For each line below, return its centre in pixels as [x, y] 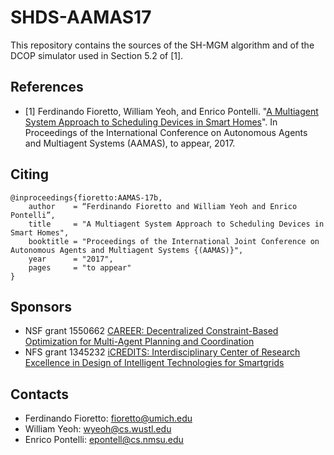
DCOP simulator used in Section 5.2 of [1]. [97, 55]
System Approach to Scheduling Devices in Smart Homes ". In [151, 122]
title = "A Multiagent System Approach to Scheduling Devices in [176, 224]
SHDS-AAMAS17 [81, 17]
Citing [29, 174]
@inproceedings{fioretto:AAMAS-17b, [86, 197]
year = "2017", [71, 259]
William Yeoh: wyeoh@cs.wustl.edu [98, 429]
